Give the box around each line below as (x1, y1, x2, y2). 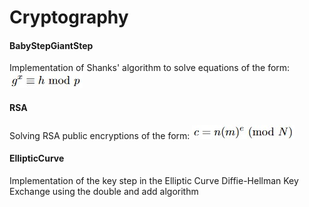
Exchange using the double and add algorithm (9, 185, 199, 197)
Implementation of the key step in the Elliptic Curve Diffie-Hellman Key (9, 174, 299, 186)
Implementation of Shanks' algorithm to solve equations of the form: (9, 62, 291, 74)
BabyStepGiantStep (9, 39, 94, 51)
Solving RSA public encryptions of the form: (9, 129, 191, 141)
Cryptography (9, 6, 129, 29)
